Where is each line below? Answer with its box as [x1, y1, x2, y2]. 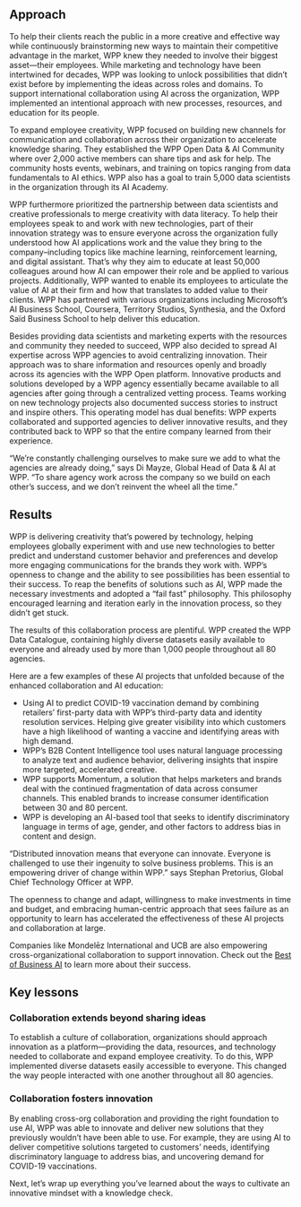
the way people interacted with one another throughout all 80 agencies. [9, 1070, 274, 1081]
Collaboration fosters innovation [9, 1092, 154, 1105]
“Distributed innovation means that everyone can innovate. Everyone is [9, 848, 271, 858]
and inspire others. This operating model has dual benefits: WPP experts [9, 407, 277, 418]
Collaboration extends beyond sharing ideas [9, 1012, 206, 1024]
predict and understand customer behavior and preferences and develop [9, 550, 279, 561]
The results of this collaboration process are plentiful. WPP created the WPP [9, 625, 291, 635]
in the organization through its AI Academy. [9, 181, 168, 192]
